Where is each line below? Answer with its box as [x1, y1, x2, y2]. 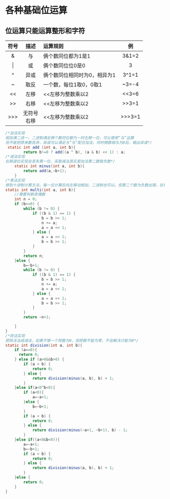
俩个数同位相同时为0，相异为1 [43, 72, 116, 79]
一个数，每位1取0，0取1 [43, 81, 102, 88]
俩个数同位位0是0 [43, 62, 86, 69]
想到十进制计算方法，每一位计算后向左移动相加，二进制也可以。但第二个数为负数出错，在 [5, 182, 163, 188]
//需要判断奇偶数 [14, 192, 46, 197]
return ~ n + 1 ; [23, 315, 51, 320]
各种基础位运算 [5, 5, 68, 16]
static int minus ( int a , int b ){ [14, 163, 85, 169]
